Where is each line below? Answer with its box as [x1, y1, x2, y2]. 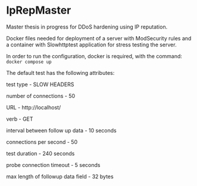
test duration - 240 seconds [6, 150, 75, 157]
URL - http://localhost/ [6, 103, 61, 111]
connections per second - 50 [6, 138, 78, 146]
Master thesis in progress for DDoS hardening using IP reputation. [6, 23, 168, 30]
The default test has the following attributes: [6, 69, 115, 76]
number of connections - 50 [6, 92, 76, 99]
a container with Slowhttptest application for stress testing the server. [6, 41, 177, 48]
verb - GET [6, 115, 34, 122]
